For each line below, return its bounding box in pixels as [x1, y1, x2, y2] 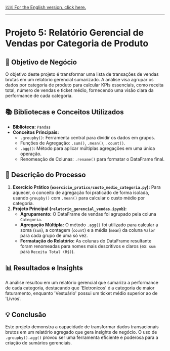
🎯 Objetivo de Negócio [5, 58, 77, 66]
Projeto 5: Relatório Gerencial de [5, 27, 144, 38]
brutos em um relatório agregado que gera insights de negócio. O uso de [5, 329, 157, 335]
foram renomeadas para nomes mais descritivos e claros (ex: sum [20, 243, 156, 249]
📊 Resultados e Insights [5, 264, 83, 272]
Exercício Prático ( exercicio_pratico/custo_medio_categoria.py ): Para [12, 184, 161, 190]
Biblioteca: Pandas [12, 124, 51, 130]
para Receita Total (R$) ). [20, 248, 75, 255]
